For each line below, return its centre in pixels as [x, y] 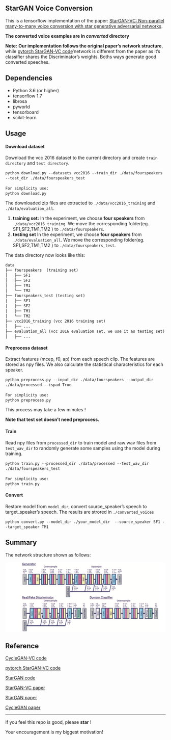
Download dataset [25, 146]
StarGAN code [20, 678]
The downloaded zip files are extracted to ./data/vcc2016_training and [80, 203]
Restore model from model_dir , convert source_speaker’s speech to [76, 506]
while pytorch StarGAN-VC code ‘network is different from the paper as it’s [83, 51]
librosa [20, 101]
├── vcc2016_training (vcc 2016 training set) [55, 321]
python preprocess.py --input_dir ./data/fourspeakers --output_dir [79, 380]
